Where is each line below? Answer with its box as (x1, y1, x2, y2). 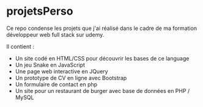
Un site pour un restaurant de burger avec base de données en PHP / (15, 87, 190, 94)
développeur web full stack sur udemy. (6, 31, 105, 38)
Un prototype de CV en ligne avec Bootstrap (15, 74, 127, 81)
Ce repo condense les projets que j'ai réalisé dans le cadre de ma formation (6, 24, 197, 32)
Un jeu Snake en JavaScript (15, 61, 86, 68)
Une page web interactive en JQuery (15, 67, 108, 75)
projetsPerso (6, 4, 73, 18)
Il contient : (6, 43, 35, 50)
